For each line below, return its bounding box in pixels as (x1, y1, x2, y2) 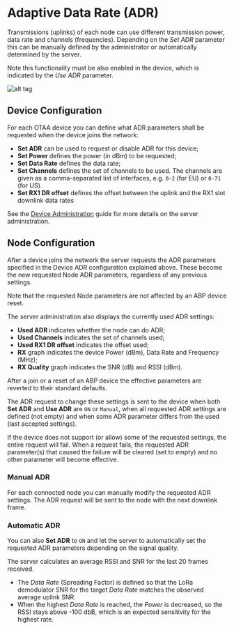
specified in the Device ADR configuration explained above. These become (7, 263, 223, 271)
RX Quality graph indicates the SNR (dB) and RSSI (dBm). (17, 362, 183, 371)
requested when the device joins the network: (7, 130, 139, 139)
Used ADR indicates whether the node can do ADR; (17, 325, 166, 334)
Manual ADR (7, 472, 50, 482)
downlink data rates (17, 196, 75, 204)
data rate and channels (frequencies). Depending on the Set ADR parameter (7, 35, 225, 43)
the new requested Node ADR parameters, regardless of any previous (7, 270, 208, 279)
